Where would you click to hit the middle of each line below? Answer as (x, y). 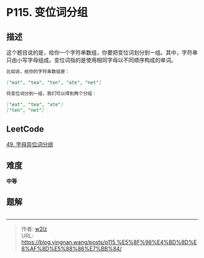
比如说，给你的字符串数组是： (38, 72)
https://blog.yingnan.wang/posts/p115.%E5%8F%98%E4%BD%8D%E (109, 242)
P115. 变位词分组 (47, 12)
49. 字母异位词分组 (30, 144)
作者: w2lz (34, 229)
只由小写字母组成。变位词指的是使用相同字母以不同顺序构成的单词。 (91, 60)
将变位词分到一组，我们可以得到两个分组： (52, 93)
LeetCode (25, 129)
